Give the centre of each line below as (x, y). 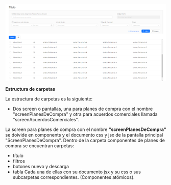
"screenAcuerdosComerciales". (46, 119)
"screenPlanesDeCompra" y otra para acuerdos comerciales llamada (85, 114)
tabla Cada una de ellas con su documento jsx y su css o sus (77, 172)
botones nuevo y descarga (41, 166)
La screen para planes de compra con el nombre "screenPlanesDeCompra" (86, 129)
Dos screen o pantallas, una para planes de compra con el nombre (83, 109)
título (18, 155)
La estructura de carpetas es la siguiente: (49, 99)
